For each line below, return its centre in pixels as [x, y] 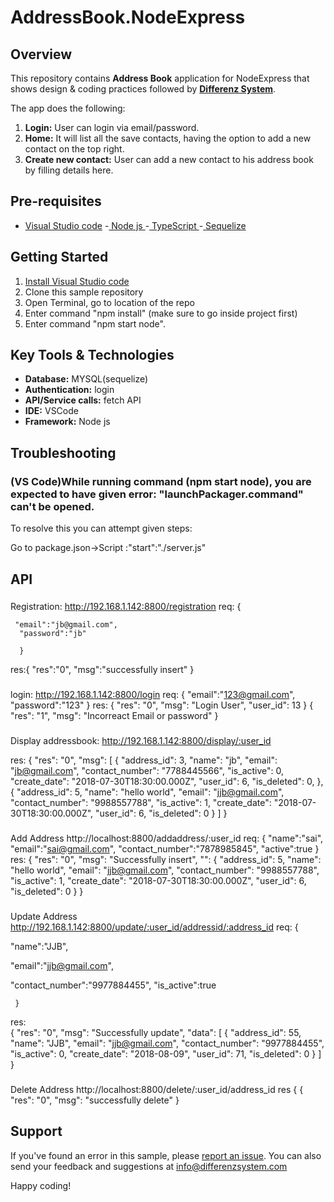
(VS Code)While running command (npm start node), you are [161, 481]
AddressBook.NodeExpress [128, 17]
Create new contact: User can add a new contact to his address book [169, 159]
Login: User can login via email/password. [112, 127]
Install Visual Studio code [77, 281]
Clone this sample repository [84, 292]
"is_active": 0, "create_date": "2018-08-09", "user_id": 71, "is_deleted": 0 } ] [166, 1054]
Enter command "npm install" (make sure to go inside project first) [161, 313]
